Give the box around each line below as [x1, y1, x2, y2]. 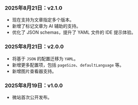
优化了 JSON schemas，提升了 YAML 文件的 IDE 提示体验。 [12, 29, 136, 36]
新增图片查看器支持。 [12, 68, 56, 74]
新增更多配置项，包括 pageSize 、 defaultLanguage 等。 [12, 62, 124, 68]
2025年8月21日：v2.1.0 [5, 4, 62, 11]
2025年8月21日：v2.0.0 [5, 43, 64, 50]
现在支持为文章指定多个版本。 [12, 17, 74, 23]
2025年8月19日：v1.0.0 [5, 82, 63, 89]
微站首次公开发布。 [12, 94, 52, 100]
